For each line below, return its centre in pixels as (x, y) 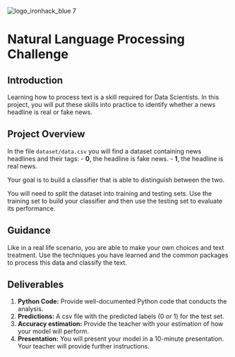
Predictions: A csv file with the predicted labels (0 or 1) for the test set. (121, 316)
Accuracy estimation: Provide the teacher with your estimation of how (120, 324)
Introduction (35, 80)
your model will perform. (53, 332)
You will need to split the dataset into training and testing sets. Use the (110, 193)
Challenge (38, 55)
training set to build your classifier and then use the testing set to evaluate (115, 201)
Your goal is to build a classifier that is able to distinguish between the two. (116, 180)
